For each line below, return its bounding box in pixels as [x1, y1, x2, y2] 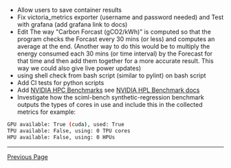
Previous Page [7, 152, 48, 160]
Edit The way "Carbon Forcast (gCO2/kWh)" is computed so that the [16, 27, 212, 36]
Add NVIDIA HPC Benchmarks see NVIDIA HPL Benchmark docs [16, 86, 200, 94]
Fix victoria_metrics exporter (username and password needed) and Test [16, 13, 224, 21]
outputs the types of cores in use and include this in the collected [16, 101, 203, 108]
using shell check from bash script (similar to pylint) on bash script [16, 71, 206, 80]
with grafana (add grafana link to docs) [16, 21, 128, 28]
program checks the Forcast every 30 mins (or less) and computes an [16, 35, 215, 43]
